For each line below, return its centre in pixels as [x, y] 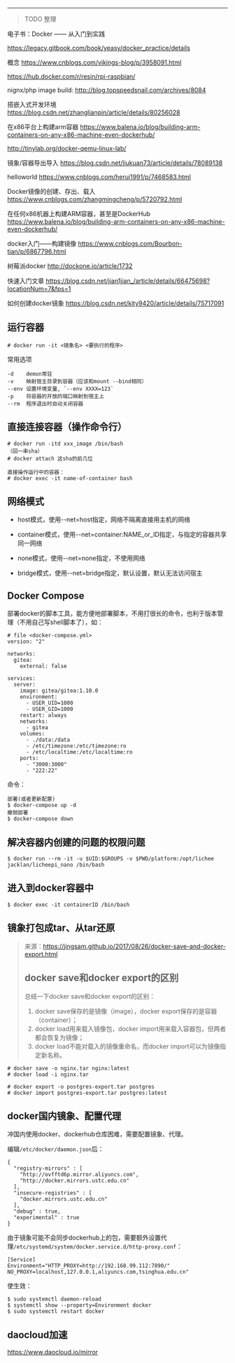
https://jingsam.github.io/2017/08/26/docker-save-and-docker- [134, 946]
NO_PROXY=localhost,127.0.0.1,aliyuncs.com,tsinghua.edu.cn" [98, 1272]
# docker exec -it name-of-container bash [70, 478]
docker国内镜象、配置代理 [64, 1116]
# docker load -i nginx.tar [48, 1075]
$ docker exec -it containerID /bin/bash [69, 905]
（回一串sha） [25, 451]
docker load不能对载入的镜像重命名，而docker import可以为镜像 [127, 1046]
